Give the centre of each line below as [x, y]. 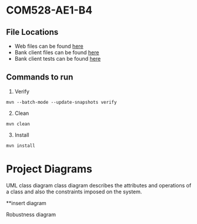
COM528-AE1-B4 [49, 10]
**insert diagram [26, 203]
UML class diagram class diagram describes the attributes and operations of [99, 185]
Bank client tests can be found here [58, 59]
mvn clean [18, 124]
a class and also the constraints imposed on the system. [74, 192]
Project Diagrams [49, 169]
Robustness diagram [31, 214]
